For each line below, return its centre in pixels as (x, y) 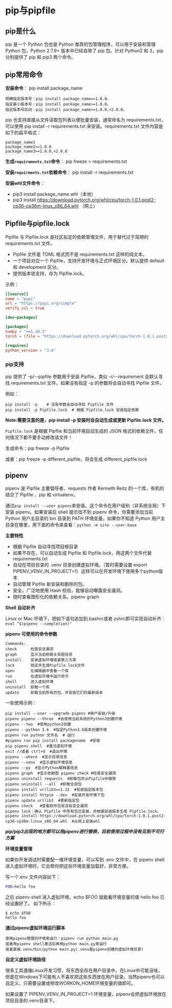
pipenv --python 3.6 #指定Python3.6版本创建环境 (56, 730)
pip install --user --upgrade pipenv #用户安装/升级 (60, 713)
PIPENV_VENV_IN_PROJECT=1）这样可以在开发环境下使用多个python (85, 571)
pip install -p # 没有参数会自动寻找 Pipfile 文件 (60, 404)
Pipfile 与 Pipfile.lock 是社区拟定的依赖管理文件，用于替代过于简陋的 (77, 237)
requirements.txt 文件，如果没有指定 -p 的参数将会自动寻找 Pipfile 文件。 (88, 383)
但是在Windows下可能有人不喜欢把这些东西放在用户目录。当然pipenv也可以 (85, 977)
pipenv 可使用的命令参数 (31, 634)
